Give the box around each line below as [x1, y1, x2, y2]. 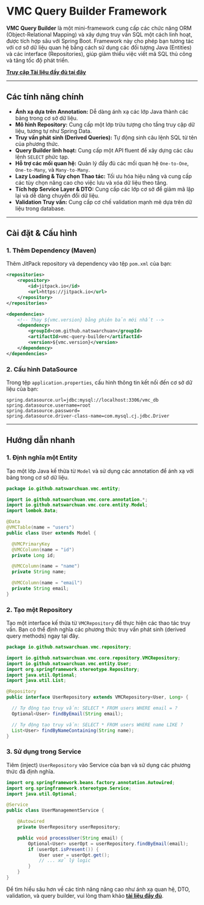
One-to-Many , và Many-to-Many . [15, 166, 90, 173]
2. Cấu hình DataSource [6, 365, 78, 373]
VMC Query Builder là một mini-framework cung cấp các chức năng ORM [6, 24, 192, 32]
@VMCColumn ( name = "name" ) [12, 563, 80, 569]
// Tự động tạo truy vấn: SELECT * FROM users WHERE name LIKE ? [12, 721, 183, 728]
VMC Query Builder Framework [6, 4, 167, 18]
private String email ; [12, 585, 69, 592]
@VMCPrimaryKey [12, 541, 50, 547]
